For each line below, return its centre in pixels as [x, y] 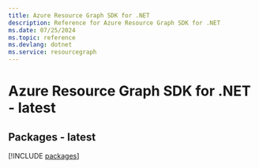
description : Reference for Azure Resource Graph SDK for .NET [114, 23]
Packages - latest [52, 137]
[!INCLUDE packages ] [44, 156]
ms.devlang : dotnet [40, 45]
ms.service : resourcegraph [53, 52]
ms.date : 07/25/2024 [42, 30]
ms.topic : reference [42, 37]
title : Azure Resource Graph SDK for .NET [79, 15]
